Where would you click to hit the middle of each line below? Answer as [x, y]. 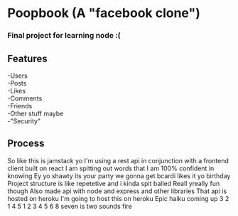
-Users [18, 76]
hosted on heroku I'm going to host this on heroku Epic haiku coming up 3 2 [118, 198]
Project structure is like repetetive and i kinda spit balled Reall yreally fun [114, 183]
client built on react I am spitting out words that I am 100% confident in [111, 168]
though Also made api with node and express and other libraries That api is [117, 191]
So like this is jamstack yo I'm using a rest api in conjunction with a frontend [118, 160]
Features [27, 58]
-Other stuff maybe [36, 113]
